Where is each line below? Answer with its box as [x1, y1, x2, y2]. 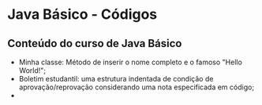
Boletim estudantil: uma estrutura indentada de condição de [18, 74, 214, 83]
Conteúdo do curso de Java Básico [7, 37, 182, 50]
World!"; [18, 66, 47, 75]
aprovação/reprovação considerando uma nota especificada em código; [18, 82, 254, 92]
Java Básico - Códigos [7, 5, 158, 24]
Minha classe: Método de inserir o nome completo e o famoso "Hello [18, 57, 242, 67]
